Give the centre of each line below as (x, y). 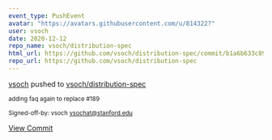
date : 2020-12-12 (38, 38)
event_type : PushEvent (47, 16)
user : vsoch (28, 31)
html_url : (25, 53)
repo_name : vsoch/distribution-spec (70, 46)
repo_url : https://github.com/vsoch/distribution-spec (103, 62)
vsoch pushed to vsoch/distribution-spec (77, 84)
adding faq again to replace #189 (54, 99)
